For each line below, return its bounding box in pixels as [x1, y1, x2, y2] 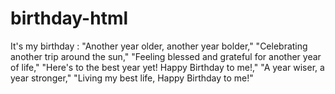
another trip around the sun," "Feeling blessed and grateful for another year [10, 50, 322, 62]
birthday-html [10, 7, 129, 30]
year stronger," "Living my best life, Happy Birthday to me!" [10, 72, 254, 84]
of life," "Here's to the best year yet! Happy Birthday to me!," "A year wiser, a [10, 61, 325, 73]
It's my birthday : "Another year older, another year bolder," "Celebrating [10, 40, 308, 52]
